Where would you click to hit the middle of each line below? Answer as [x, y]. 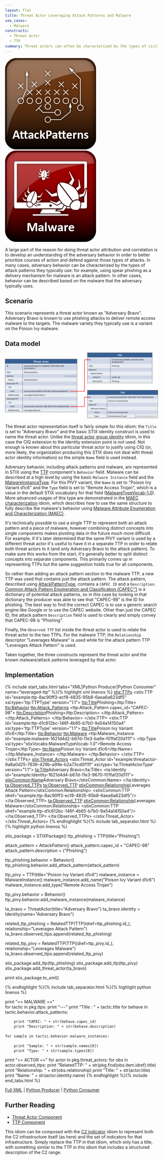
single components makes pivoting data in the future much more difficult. [78, 533]
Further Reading [30, 1105]
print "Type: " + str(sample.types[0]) [54, 1051]
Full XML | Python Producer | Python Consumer [52, 1090]
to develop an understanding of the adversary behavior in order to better [78, 255]
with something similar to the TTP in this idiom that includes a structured [77, 1147]
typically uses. [19, 286]
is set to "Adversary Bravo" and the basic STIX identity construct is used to [80, 431]
